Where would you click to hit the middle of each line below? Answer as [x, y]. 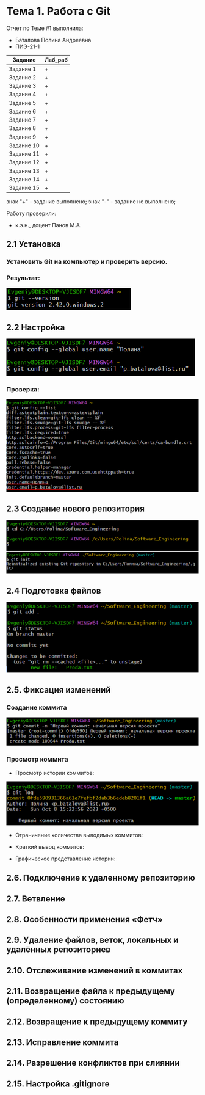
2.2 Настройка [36, 327]
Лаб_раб [56, 60]
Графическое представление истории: [65, 859]
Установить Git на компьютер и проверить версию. [87, 262]
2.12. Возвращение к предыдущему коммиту [97, 1021]
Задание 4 [23, 94]
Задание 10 [24, 145]
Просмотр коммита [37, 760]
